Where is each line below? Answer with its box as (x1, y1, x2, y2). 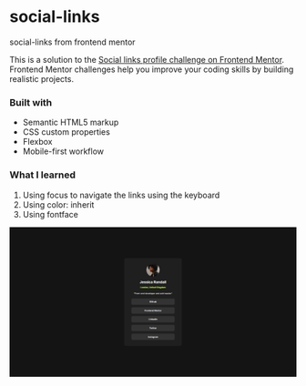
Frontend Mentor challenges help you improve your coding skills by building (9, 64, 294, 75)
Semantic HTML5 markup (22, 117, 119, 128)
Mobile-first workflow (22, 146, 105, 157)
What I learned (9, 168, 76, 181)
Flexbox (22, 137, 53, 147)
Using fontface (22, 208, 79, 219)
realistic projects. (9, 73, 75, 84)
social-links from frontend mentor (9, 36, 136, 47)
